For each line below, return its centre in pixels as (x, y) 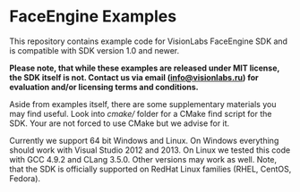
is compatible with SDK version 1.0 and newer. (94, 50)
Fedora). (25, 178)
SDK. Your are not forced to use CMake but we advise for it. (120, 123)
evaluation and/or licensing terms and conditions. (104, 87)
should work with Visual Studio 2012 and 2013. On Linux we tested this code (150, 150)
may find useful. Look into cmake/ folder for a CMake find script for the (141, 113)
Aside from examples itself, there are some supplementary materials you (143, 104)
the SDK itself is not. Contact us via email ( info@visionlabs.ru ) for (134, 77)
